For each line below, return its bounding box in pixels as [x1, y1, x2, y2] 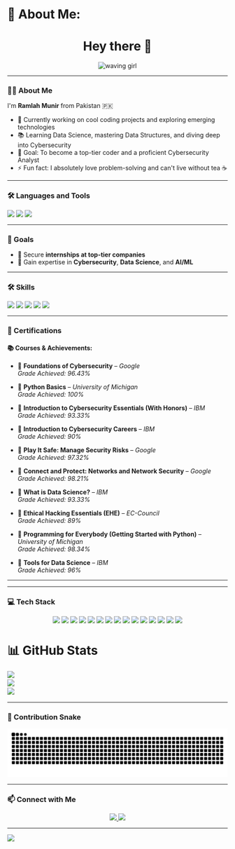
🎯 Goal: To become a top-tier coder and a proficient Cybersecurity [17, 149, 210, 157]
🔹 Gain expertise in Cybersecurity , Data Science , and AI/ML [17, 258, 194, 266]
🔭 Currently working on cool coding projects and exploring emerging [17, 116, 215, 124]
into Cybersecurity [17, 141, 71, 149]
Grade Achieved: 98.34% [17, 545, 91, 553]
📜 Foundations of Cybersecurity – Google [17, 362, 141, 370]
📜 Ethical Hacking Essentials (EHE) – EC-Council [17, 509, 159, 517]
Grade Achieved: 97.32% [17, 454, 90, 462]
